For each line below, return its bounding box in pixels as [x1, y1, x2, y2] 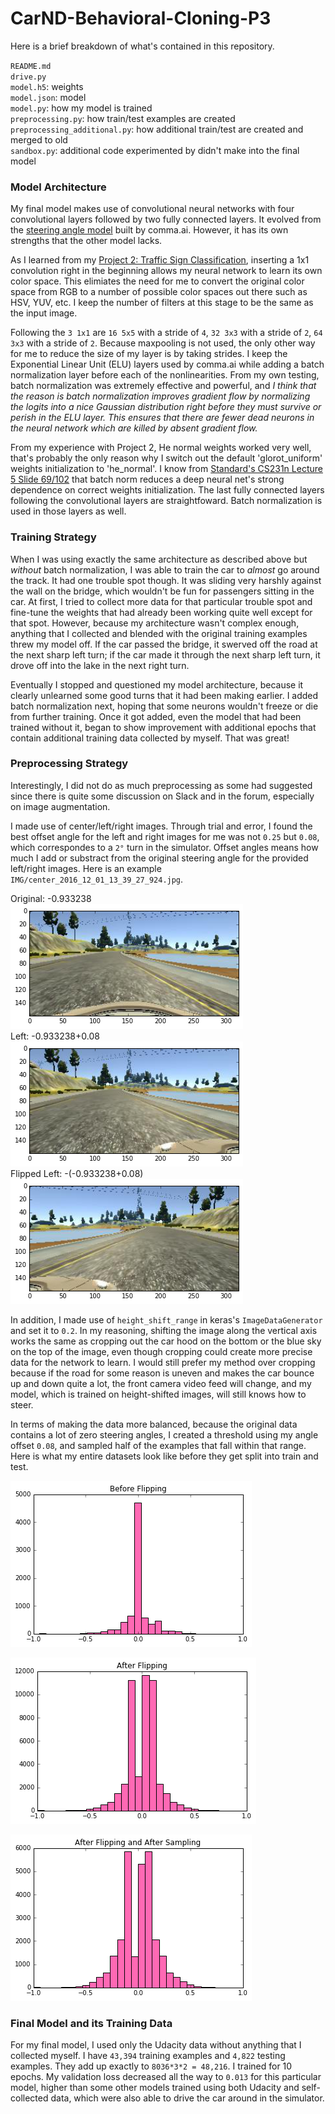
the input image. [10, 307, 78, 319]
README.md [10, 61, 52, 71]
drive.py [10, 72, 47, 82]
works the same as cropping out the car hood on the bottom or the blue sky [10, 1335, 322, 1347]
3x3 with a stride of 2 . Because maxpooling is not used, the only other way [10, 337, 316, 349]
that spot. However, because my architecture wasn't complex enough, [10, 617, 300, 629]
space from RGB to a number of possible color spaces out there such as [10, 286, 308, 298]
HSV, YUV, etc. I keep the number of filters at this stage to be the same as [10, 297, 314, 309]
